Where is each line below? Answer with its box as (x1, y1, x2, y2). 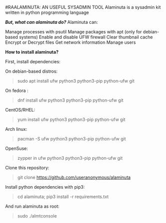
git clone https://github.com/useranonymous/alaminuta (17, 174, 131, 180)
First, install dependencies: (5, 59, 61, 64)
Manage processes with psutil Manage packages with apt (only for (5, 29, 142, 34)
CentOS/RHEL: (5, 107, 35, 112)
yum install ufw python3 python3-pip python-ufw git (17, 116, 126, 122)
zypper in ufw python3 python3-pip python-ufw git (17, 155, 123, 161)
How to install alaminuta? (5, 49, 59, 55)
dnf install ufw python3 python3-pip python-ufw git (17, 97, 124, 103)
